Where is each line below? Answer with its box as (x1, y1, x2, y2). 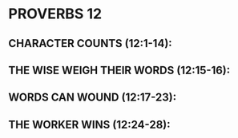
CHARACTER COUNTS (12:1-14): (8, 37, 172, 50)
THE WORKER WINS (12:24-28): (8, 117, 171, 132)
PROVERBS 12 (8, 5, 103, 23)
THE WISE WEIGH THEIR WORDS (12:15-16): (8, 63, 231, 77)
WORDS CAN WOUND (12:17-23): (8, 91, 177, 104)
